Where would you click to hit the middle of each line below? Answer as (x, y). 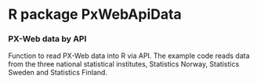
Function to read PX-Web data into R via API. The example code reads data (129, 56)
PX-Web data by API (47, 39)
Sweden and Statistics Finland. (58, 73)
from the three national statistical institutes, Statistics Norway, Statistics (124, 64)
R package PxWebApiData (95, 14)
